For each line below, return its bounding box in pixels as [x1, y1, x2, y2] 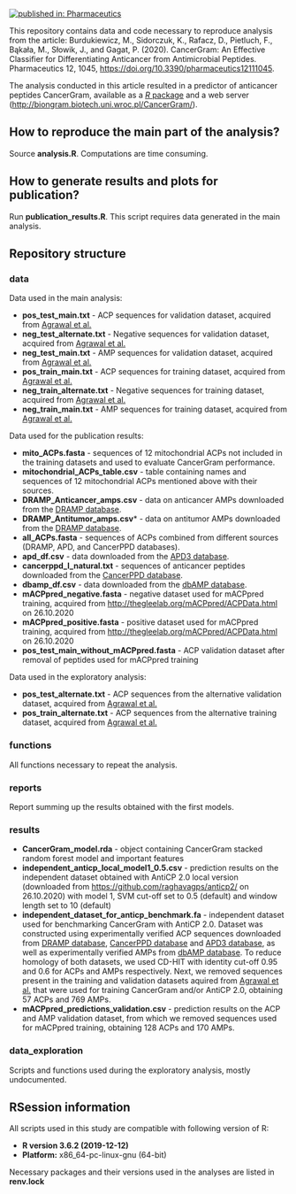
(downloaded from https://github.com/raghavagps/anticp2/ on [21, 882, 249, 892]
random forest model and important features [21, 853, 184, 864]
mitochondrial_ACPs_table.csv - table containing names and [21, 466, 247, 477]
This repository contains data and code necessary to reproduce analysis [9, 26, 273, 35]
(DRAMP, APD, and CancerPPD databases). [21, 542, 180, 552]
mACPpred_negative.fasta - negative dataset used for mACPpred [21, 589, 264, 599]
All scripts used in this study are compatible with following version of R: [9, 1123, 269, 1134]
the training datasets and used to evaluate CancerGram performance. [21, 457, 276, 468]
